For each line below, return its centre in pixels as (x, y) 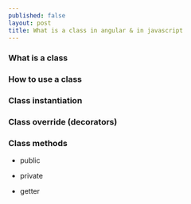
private (31, 176)
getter (30, 191)
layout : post (30, 23)
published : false (37, 15)
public (30, 160)
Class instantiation (45, 101)
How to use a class (45, 79)
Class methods (38, 143)
